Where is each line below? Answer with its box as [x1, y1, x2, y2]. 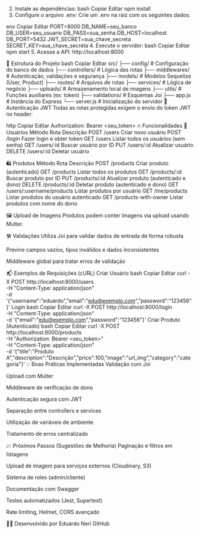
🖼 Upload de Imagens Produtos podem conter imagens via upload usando [6, 212, 189, 219]
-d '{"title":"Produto [6, 348, 55, 355]
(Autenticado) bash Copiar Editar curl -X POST [6, 323, 120, 330]
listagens [6, 451, 29, 458]
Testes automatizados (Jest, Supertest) [6, 497, 103, 504]
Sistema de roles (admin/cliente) [6, 474, 86, 481]
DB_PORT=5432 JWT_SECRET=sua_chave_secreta [6, 36, 131, 42]
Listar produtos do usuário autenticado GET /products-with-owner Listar [6, 194, 184, 200]
